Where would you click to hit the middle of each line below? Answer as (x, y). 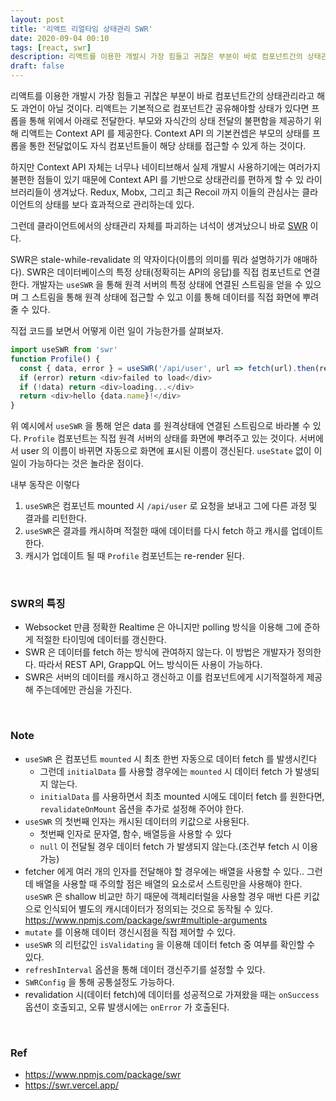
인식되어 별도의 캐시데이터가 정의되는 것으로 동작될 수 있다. (158, 908)
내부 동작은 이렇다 (45, 485)
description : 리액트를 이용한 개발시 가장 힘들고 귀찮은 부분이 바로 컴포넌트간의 (156, 57)
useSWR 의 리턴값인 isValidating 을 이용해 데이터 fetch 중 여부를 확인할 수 (170, 944)
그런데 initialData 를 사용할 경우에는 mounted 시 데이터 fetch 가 (166, 771)
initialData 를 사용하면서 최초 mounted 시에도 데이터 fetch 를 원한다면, (182, 796)
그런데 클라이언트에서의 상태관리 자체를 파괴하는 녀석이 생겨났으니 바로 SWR (159, 225)
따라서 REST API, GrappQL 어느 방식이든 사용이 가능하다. (150, 665)
